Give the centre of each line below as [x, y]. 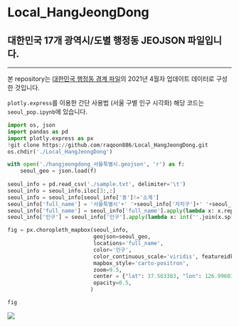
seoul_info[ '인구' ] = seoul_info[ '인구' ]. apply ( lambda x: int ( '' [103, 218]
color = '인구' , [113, 250]
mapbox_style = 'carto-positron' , [142, 263]
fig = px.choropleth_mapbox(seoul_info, [68, 230]
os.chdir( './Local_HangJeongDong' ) [60, 151]
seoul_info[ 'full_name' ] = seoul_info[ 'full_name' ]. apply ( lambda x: [111, 210]
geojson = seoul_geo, [122, 237]
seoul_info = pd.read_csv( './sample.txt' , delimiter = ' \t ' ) [97, 184]
